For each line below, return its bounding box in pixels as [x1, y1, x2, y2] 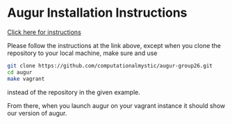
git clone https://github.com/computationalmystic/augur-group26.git [7, 62, 213, 69]
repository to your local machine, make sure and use [7, 49, 158, 57]
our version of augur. [7, 109, 67, 117]
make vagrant [7, 75, 45, 82]
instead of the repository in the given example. [7, 88, 140, 96]
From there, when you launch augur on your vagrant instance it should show [7, 101, 226, 109]
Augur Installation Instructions [7, 5, 188, 21]
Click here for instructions [7, 28, 81, 36]
